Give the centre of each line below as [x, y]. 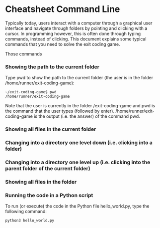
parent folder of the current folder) [48, 168]
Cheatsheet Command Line [63, 9]
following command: [26, 212]
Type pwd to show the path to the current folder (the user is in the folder [79, 78]
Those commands [24, 54]
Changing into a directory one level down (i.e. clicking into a [79, 143]
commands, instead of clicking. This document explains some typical [76, 39]
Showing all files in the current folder [51, 129]
